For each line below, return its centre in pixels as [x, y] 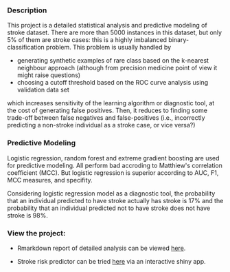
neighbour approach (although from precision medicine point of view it [117, 68]
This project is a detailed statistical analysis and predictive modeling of [107, 25]
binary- [179, 40]
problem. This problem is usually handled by [108, 48]
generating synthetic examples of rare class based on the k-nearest [113, 61]
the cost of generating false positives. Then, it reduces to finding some [107, 111]
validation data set [43, 90]
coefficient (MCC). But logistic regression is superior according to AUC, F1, [113, 172]
